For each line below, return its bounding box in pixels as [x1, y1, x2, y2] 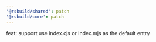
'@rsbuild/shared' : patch [6, 8, 69, 14]
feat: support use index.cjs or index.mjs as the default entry [6, 29, 150, 36]
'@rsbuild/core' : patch [6, 14, 65, 20]
